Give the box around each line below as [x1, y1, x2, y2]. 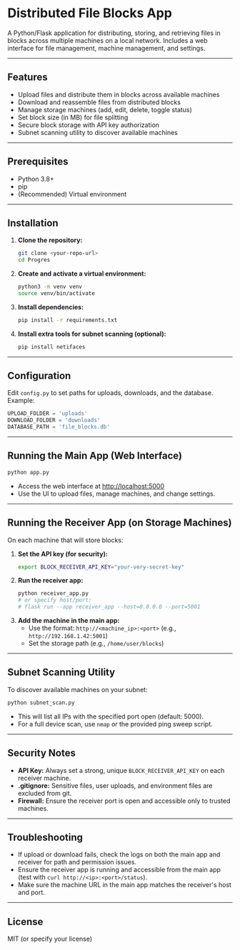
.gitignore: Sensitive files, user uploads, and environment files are [17, 781, 213, 790]
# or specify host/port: [17, 596, 92, 604]
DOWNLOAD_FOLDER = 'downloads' [7, 416, 101, 424]
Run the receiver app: [17, 576, 84, 585]
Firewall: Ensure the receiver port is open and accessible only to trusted [17, 796, 231, 805]
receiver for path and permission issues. [17, 858, 137, 866]
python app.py [7, 469, 50, 476]
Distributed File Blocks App [7, 5, 173, 21]
